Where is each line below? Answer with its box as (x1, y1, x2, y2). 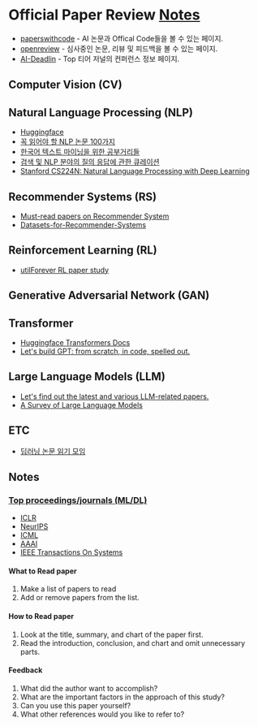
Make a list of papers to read (19, 584, 117, 594)
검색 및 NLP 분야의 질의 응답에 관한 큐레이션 (19, 157, 160, 167)
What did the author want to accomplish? (19, 683, 158, 693)
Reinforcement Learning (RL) (8, 244, 157, 257)
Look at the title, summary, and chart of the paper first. (19, 630, 204, 639)
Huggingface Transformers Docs (19, 337, 131, 347)
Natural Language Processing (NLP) (8, 106, 193, 119)
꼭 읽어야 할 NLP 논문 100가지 (19, 136, 116, 147)
